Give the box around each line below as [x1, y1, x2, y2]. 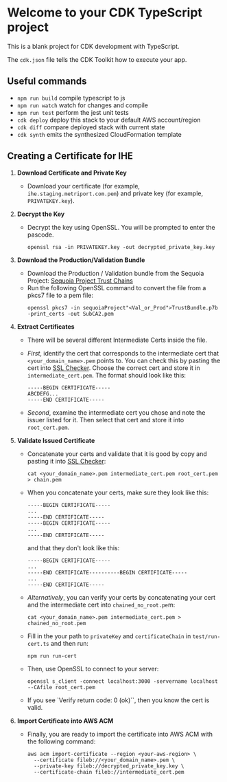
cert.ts [27, 640, 49, 647]
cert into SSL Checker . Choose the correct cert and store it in [27, 363, 200, 372]
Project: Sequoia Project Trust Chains [27, 276, 134, 285]
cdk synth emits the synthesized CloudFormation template [16, 130, 182, 138]
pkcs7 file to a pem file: [27, 291, 94, 299]
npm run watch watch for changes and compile [16, 101, 149, 109]
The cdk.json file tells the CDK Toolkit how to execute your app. [7, 55, 187, 63]
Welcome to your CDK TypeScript [7, 5, 202, 21]
